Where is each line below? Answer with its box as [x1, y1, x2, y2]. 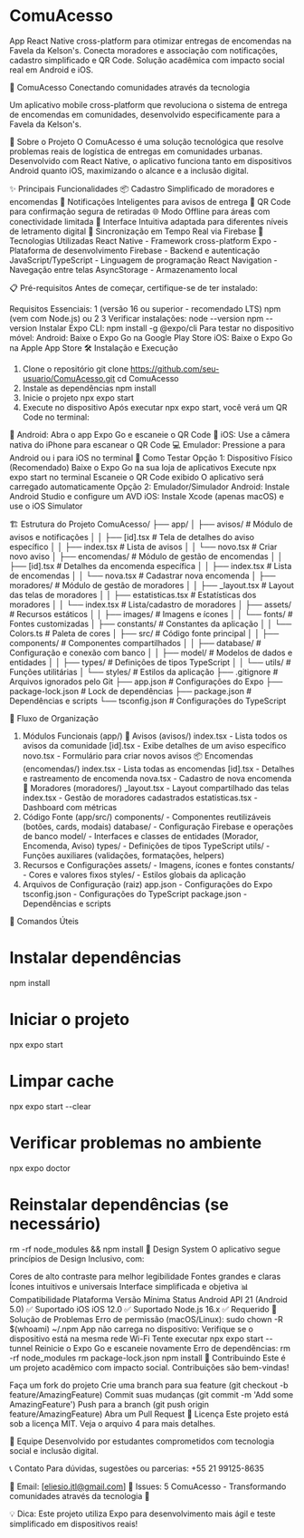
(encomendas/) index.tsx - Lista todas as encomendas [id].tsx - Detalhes [22, 763, 295, 774]
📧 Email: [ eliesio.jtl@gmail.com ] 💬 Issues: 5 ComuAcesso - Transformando [9, 1481, 287, 1492]
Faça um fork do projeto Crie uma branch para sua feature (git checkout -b [9, 1379, 289, 1390]
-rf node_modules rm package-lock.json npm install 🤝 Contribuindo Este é [9, 1352, 287, 1363]
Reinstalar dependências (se [9, 1194, 229, 1214]
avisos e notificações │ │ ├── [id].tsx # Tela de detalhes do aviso [9, 531, 255, 542]
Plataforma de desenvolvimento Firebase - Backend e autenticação [9, 245, 261, 256]
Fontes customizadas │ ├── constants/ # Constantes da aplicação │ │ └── [9, 618, 292, 629]
